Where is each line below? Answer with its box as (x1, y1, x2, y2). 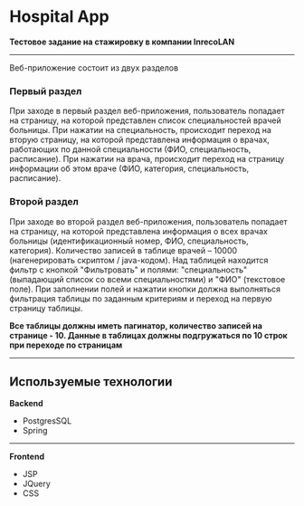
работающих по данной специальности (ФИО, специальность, (9, 144, 252, 155)
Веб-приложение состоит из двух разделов (9, 62, 179, 73)
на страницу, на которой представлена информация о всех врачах (9, 225, 269, 236)
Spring (22, 425, 48, 436)
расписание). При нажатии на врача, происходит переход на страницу (9, 154, 285, 165)
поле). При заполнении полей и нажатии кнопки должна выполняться (9, 283, 281, 294)
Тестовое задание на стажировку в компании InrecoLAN (9, 36, 235, 47)
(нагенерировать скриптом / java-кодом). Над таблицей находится (9, 254, 269, 265)
